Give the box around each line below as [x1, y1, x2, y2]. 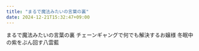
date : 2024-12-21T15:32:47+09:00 [6, 14, 90, 20]
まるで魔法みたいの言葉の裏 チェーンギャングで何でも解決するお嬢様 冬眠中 [6, 31, 194, 39]
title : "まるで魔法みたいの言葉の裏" [6, 8, 89, 15]
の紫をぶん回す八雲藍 [6, 39, 59, 46]
